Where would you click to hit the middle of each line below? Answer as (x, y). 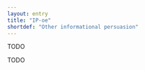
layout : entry (28, 14)
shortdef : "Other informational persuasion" (73, 27)
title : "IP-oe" (29, 20)
